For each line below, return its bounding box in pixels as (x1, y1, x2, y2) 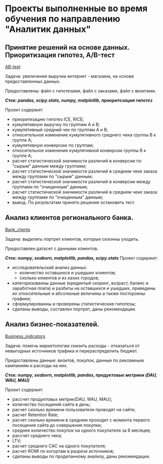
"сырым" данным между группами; (12, 163, 87, 169)
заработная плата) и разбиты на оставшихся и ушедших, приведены (12, 285, 156, 291)
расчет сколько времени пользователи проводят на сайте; (12, 406, 136, 412)
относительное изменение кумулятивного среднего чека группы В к (12, 132, 156, 137)
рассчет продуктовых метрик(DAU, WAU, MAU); (12, 396, 112, 402)
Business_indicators (5, 333, 45, 339)
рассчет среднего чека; (12, 432, 62, 438)
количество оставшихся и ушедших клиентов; (19, 269, 116, 275)
